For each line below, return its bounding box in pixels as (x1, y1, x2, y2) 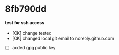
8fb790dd (5, 3, 47, 14)
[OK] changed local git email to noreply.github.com (12, 35, 114, 41)
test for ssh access (5, 19, 45, 25)
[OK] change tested (12, 30, 52, 36)
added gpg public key (12, 45, 56, 51)
